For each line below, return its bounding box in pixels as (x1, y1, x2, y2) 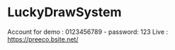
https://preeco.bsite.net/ (7, 35, 79, 43)
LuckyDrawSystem (7, 4, 122, 20)
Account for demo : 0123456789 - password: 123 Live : (7, 27, 169, 36)
